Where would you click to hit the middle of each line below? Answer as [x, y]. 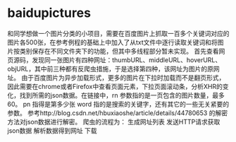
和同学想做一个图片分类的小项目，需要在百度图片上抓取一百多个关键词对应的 [118, 33]
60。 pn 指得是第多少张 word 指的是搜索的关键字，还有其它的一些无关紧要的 [118, 104]
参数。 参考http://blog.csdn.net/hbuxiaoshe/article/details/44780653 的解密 [117, 113]
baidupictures [49, 13]
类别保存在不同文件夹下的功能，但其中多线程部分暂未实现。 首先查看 [119, 51]
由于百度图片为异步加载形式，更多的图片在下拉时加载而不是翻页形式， [123, 77]
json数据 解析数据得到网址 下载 [52, 130]
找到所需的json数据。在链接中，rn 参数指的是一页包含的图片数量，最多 [122, 95]
